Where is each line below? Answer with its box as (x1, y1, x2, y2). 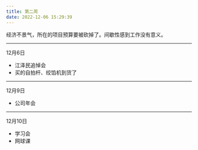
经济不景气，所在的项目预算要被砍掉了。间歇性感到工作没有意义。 (6, 31, 166, 38)
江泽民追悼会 (14, 61, 46, 68)
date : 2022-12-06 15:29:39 (6, 14, 72, 20)
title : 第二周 (6, 8, 38, 15)
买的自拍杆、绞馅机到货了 (14, 69, 77, 76)
